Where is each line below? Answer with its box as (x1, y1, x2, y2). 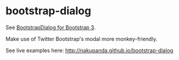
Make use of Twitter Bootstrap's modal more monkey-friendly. (5, 35, 158, 42)
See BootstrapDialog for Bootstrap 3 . (5, 24, 96, 31)
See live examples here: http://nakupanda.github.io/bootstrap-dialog (5, 46, 174, 54)
